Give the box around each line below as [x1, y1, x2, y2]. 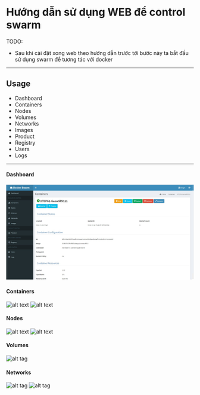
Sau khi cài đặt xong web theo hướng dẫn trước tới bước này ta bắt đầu [14, 49, 189, 56]
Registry [14, 139, 36, 146]
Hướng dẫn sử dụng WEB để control [6, 5, 186, 19]
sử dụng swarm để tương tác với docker [14, 56, 113, 63]
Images [14, 126, 33, 133]
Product [14, 133, 35, 140]
